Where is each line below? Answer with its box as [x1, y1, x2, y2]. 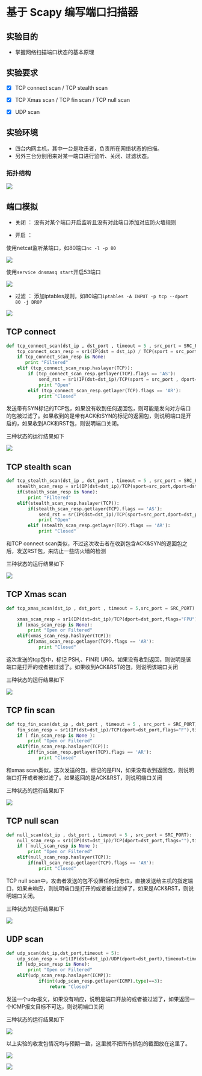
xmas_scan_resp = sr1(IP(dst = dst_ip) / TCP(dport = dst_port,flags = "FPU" [17, 616, 195, 622]
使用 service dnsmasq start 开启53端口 [6, 268, 101, 275]
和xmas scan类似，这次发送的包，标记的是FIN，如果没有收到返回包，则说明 [6, 766, 194, 774]
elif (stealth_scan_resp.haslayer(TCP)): [17, 500, 120, 506]
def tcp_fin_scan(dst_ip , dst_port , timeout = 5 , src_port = [6, 721, 171, 727]
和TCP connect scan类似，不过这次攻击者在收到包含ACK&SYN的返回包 [6, 540, 182, 547]
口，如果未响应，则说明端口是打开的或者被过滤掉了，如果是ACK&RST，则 [6, 884, 189, 892]
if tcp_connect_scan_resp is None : [17, 354, 106, 360]
